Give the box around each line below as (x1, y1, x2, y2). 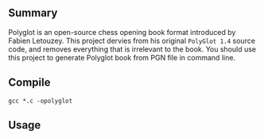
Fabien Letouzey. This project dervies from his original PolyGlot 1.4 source (8, 36, 256, 45)
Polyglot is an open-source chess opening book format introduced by (8, 27, 236, 37)
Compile (8, 75, 51, 90)
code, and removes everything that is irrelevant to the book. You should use (8, 44, 257, 54)
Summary (8, 6, 58, 20)
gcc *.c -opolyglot (8, 97, 73, 105)
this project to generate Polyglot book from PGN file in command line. (8, 52, 236, 62)
